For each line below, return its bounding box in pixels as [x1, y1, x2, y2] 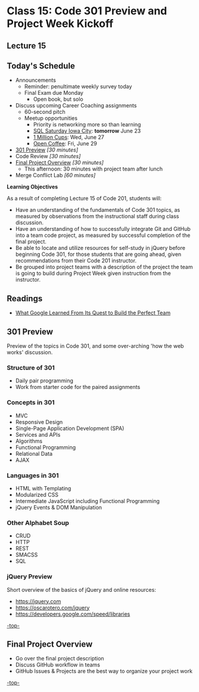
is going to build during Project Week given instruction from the [15, 270, 172, 277]
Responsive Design [15, 418, 63, 425]
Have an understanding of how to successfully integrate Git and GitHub [15, 225, 191, 233]
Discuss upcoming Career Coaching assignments [15, 102, 137, 109]
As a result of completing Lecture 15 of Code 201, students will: [7, 195, 162, 202]
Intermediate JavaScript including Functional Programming [15, 497, 160, 505]
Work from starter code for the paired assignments [15, 384, 141, 391]
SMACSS [15, 551, 38, 558]
